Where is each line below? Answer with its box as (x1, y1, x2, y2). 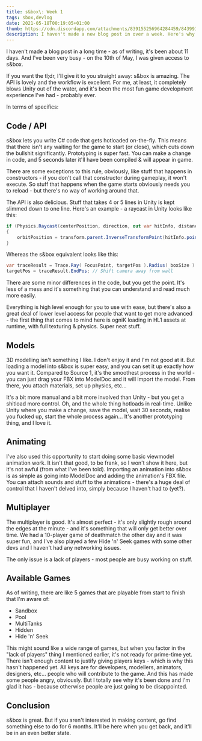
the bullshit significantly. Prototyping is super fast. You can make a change (6, 149, 191, 157)
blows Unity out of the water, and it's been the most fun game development (6, 85, 194, 92)
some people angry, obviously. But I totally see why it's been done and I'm (6, 676, 191, 684)
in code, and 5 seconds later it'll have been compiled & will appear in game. (6, 156, 194, 163)
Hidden (14, 626, 34, 634)
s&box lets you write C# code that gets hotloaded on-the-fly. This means (6, 136, 187, 144)
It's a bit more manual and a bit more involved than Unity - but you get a (6, 393, 185, 401)
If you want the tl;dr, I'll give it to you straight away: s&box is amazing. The (6, 72, 190, 80)
